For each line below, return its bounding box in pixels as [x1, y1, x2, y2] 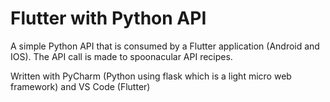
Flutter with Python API [10, 7, 207, 30]
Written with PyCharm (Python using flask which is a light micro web [10, 70, 292, 82]
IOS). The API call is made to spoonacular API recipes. [10, 50, 233, 62]
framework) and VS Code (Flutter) [10, 80, 151, 92]
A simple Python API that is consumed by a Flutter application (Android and [10, 40, 320, 52]
